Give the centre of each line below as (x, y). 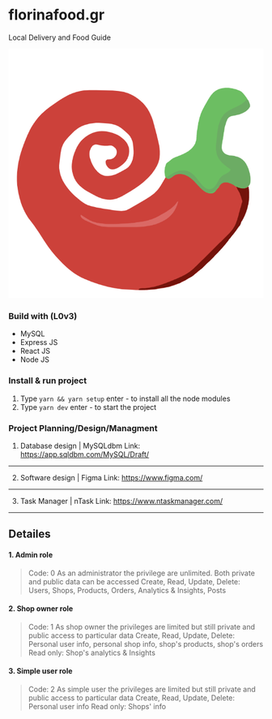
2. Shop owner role (41, 609)
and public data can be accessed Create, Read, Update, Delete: (134, 581)
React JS (35, 351)
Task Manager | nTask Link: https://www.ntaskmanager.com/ (121, 501)
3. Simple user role (40, 671)
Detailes (30, 534)
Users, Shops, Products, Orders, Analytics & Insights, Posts (127, 590)
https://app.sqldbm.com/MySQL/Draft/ (85, 454)
